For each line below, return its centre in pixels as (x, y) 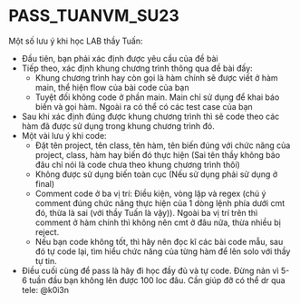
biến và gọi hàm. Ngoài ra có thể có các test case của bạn (144, 106)
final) (45, 183)
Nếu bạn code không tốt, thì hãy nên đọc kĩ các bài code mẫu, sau (159, 241)
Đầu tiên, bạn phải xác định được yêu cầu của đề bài (120, 58)
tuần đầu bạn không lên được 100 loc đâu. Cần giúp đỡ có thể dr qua (158, 280)
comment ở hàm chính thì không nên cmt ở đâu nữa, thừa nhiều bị (158, 222)
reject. (47, 231)
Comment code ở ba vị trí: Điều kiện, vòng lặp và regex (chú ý (150, 193)
